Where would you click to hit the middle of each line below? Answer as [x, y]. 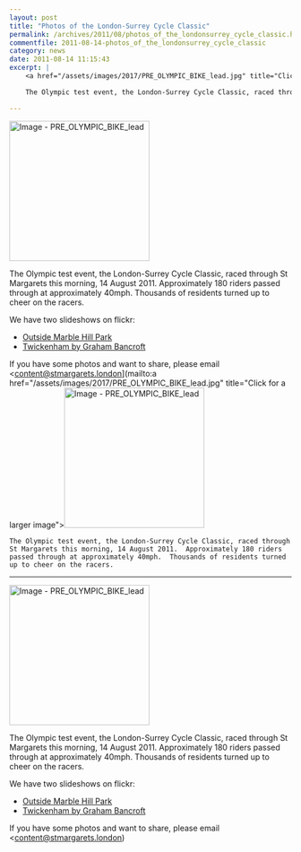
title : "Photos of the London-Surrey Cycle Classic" [110, 26]
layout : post [34, 17]
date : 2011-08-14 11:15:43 [60, 59]
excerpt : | [30, 68]
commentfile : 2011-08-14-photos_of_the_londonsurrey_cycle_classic [138, 43]
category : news [38, 51]
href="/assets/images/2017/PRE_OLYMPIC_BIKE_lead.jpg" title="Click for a [148, 383]
